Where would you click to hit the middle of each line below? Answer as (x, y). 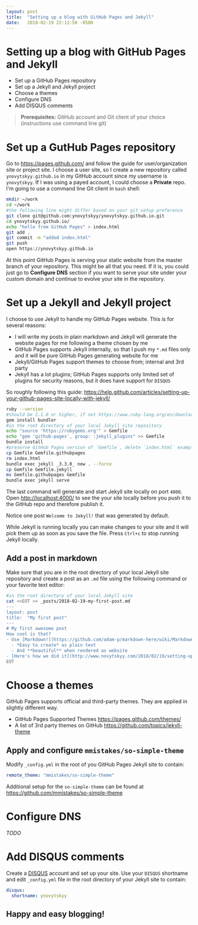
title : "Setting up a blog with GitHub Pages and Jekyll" (80, 17)
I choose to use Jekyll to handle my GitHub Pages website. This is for (90, 319)
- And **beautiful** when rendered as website (70, 650)
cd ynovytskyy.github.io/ (38, 221)
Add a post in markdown (52, 558)
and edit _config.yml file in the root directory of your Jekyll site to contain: (96, 879)
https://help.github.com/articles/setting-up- (137, 392)
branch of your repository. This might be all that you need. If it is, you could (97, 266)
